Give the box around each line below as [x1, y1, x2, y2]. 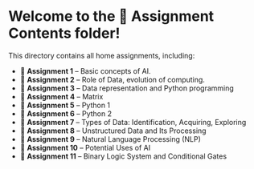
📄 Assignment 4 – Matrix [19, 91, 104, 101]
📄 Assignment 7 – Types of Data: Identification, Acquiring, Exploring [19, 117, 247, 127]
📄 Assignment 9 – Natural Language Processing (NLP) [19, 134, 201, 143]
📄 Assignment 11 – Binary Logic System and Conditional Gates [19, 151, 227, 161]
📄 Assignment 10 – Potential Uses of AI [19, 143, 151, 152]
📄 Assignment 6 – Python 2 [19, 108, 113, 119]
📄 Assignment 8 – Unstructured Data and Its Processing [19, 126, 207, 135]
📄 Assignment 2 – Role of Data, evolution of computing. [19, 74, 205, 84]
